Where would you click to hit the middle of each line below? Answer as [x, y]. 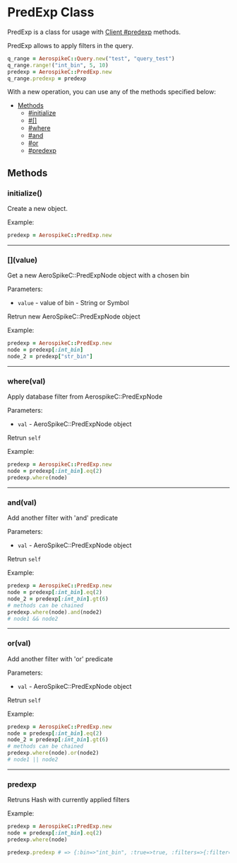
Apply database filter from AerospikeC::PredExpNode [85, 396]
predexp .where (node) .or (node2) [53, 753]
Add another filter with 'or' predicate [60, 658]
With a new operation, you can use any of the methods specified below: [112, 92]
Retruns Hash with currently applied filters [69, 800]
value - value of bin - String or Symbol [73, 303]
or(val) [19, 644]
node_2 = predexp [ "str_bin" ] [50, 357]
